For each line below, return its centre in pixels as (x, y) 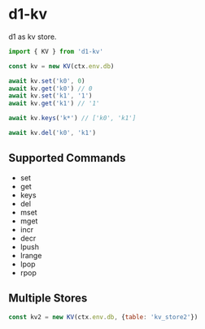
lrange (31, 255)
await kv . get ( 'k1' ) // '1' (54, 104)
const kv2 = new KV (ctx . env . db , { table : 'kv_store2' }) (103, 317)
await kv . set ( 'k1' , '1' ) (50, 96)
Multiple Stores (48, 299)
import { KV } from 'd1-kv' (56, 51)
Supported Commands (67, 158)
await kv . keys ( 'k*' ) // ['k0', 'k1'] (72, 119)
